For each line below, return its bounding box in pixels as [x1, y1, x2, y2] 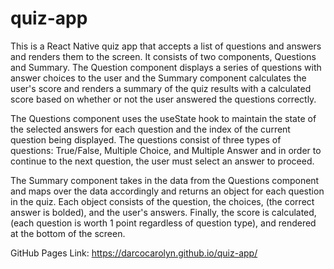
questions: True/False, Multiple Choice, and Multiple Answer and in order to [10, 144, 322, 156]
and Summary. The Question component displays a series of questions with [10, 61, 322, 73]
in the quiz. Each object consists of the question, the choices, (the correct [10, 195, 315, 207]
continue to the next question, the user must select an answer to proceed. [10, 155, 315, 167]
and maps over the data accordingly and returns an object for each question [10, 185, 325, 197]
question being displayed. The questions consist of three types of [10, 133, 282, 146]
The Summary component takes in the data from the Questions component [10, 174, 320, 186]
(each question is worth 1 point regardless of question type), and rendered [10, 217, 317, 229]
